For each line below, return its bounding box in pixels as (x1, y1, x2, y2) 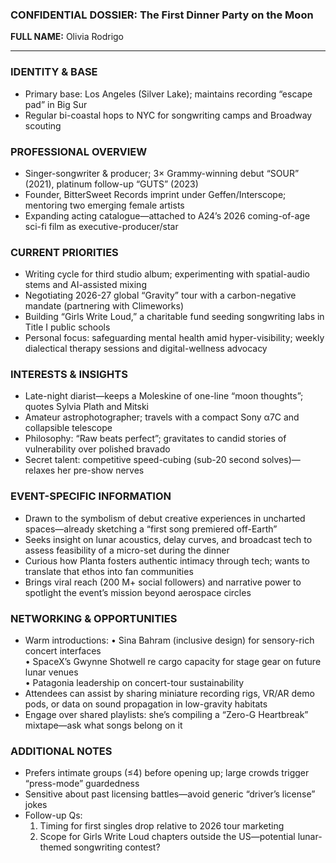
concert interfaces (24, 645, 102, 657)
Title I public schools (24, 321, 111, 333)
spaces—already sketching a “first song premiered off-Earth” (24, 523, 278, 535)
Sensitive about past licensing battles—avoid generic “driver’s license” (24, 788, 316, 800)
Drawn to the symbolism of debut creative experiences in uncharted (24, 512, 306, 524)
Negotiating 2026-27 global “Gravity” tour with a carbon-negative (24, 289, 297, 302)
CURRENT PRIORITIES (10, 245, 119, 259)
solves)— (261, 454, 301, 466)
